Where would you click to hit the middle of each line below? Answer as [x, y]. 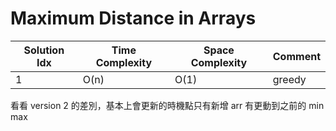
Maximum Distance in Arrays [133, 18]
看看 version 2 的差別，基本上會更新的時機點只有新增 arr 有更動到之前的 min [167, 105]
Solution [44, 50]
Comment [296, 56]
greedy [289, 79]
